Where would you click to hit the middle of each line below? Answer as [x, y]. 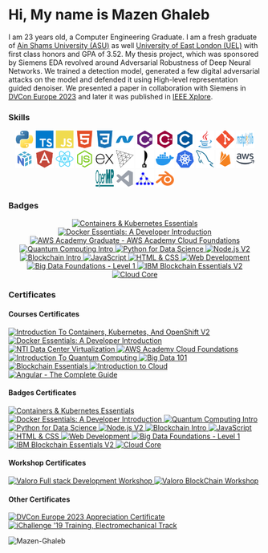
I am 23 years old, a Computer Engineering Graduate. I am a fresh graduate [133, 37]
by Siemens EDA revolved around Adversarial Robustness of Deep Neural [130, 63]
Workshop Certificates [47, 463]
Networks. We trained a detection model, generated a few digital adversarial [134, 71]
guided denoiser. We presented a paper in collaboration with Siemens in [127, 88]
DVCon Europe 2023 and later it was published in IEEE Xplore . [111, 96]
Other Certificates [39, 499]
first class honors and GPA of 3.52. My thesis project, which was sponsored [134, 54]
